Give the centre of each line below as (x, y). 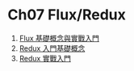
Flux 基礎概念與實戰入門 (59, 38)
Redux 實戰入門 (45, 58)
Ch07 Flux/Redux (67, 15)
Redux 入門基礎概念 (52, 48)
